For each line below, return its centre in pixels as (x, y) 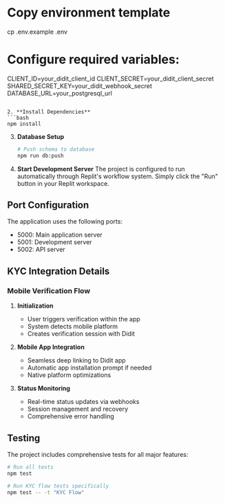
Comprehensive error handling (71, 416)
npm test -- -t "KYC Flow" (46, 492)
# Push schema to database (56, 149)
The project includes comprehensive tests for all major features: (98, 454)
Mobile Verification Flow (49, 290)
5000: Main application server (60, 235)
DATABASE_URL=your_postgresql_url (60, 93)
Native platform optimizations (69, 375)
